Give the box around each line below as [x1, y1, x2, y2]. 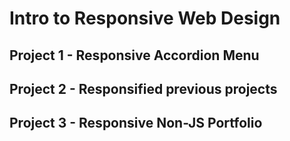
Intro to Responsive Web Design [9, 7, 281, 30]
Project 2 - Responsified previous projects [9, 80, 278, 97]
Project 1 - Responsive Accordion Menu [9, 47, 260, 64]
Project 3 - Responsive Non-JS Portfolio [9, 115, 263, 132]
